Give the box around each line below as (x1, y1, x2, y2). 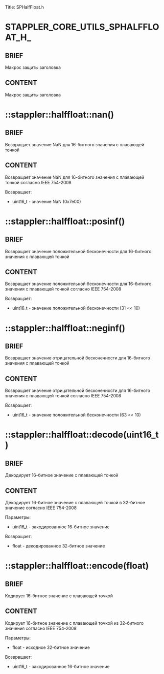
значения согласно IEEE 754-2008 (5, 625, 77, 631)
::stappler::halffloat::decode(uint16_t (5, 429, 159, 440)
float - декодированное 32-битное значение (12, 543, 105, 549)
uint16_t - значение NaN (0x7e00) (12, 198, 81, 204)
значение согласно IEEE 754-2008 (5, 505, 77, 511)
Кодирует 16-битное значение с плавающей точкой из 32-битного (5, 620, 144, 626)
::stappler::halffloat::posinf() (5, 216, 125, 227)
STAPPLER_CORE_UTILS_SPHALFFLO (5, 22, 160, 32)
